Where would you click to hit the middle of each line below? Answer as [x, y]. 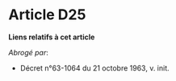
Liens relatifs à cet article [52, 37]
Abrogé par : [28, 52]
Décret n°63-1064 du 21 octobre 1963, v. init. [94, 68]
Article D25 [47, 15]
